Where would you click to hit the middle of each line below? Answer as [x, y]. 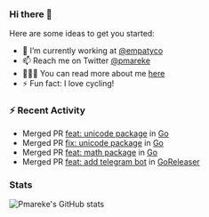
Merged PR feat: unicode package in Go [95, 133]
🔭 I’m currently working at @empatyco [92, 51]
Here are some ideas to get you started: [82, 34]
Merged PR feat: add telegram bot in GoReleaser [111, 161]
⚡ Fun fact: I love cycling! [68, 84]
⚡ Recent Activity [48, 110]
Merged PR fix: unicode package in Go [93, 142]
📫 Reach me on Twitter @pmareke [86, 60]
